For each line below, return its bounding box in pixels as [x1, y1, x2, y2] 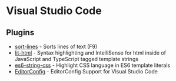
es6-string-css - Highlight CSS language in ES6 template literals [14, 62, 171, 69]
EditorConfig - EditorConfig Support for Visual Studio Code [14, 68, 158, 75]
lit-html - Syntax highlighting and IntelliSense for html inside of [14, 49, 167, 56]
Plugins [6, 28, 35, 38]
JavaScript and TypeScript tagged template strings [14, 56, 138, 62]
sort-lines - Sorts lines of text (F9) [14, 43, 98, 50]
